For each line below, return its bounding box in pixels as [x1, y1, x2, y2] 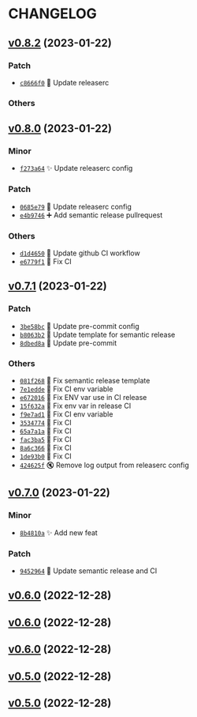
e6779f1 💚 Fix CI [19, 257, 72, 266]
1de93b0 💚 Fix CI [19, 451, 72, 461]
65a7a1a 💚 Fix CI [19, 426, 72, 436]
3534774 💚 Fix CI [19, 418, 72, 428]
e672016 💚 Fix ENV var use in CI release [19, 393, 147, 402]
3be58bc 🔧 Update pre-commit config [19, 321, 139, 330]
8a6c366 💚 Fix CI [19, 443, 72, 453]
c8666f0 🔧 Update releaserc [19, 77, 110, 87]
